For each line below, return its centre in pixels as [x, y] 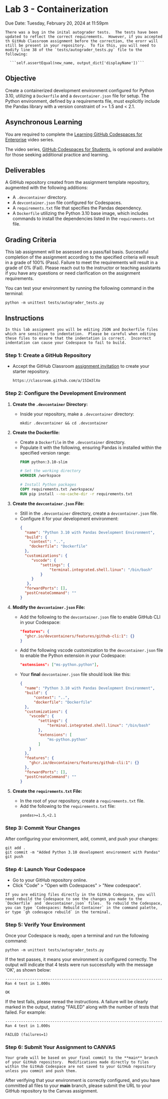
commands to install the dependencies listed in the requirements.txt [83, 218]
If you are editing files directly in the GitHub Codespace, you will [80, 895]
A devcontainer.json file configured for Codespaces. [67, 203]
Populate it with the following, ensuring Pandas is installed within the [91, 448]
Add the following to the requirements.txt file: [68, 806]
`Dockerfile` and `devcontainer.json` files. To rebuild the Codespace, [84, 904]
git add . [16, 848]
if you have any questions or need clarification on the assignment [73, 273]
